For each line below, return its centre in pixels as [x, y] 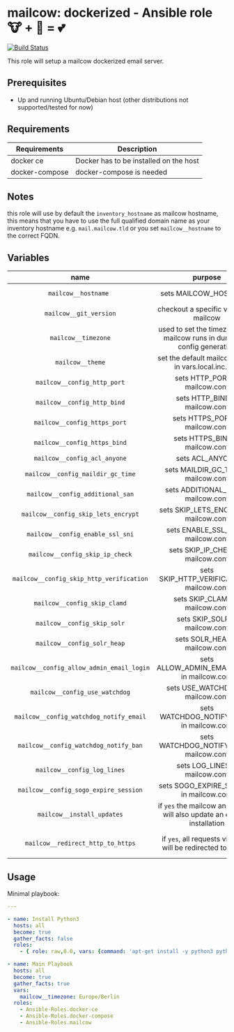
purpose [207, 277]
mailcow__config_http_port [80, 383]
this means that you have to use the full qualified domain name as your [109, 221]
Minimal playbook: [33, 894]
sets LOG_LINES [203, 766]
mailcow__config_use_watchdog [80, 692]
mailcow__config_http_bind [80, 403]
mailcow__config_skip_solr [80, 624]
